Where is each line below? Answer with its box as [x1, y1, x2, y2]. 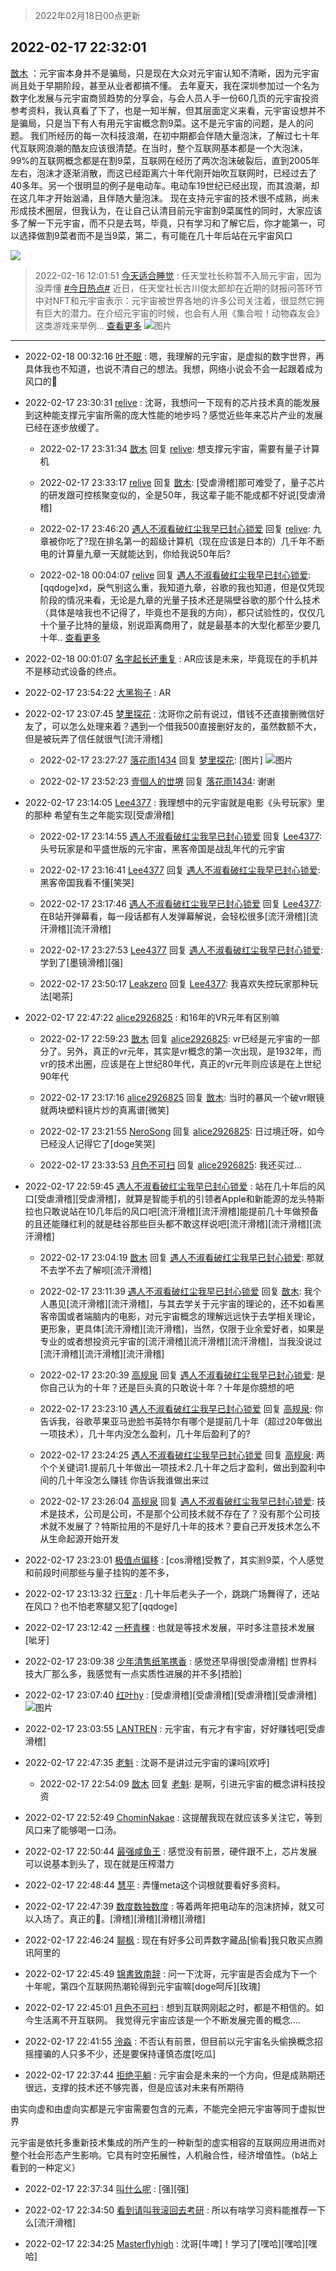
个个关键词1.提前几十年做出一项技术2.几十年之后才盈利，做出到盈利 [39, 1461, 317, 1473]
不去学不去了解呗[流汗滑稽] [39, 1264, 152, 1276]
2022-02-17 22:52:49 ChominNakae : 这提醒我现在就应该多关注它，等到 [24, 1811, 323, 1823]
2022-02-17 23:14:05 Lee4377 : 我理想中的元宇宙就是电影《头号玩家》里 [24, 796, 326, 808]
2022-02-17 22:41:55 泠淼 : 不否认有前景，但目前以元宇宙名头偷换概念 [24, 2035, 315, 2047]
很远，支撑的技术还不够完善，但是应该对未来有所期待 [24, 2081, 245, 2093]
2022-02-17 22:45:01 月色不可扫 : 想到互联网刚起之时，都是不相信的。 [24, 2001, 315, 2013]
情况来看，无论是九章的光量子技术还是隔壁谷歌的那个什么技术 [66, 594, 321, 606]
